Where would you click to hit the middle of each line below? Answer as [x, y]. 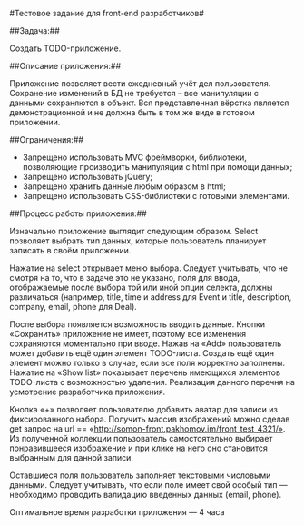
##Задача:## [35, 30]
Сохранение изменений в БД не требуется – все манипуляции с [134, 93]
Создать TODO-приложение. [65, 48]
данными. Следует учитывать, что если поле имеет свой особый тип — [148, 485]
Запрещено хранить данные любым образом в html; [124, 186]
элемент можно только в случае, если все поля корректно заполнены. [147, 363]
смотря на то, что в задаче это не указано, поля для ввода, [125, 278]
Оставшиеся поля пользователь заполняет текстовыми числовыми [140, 475]
